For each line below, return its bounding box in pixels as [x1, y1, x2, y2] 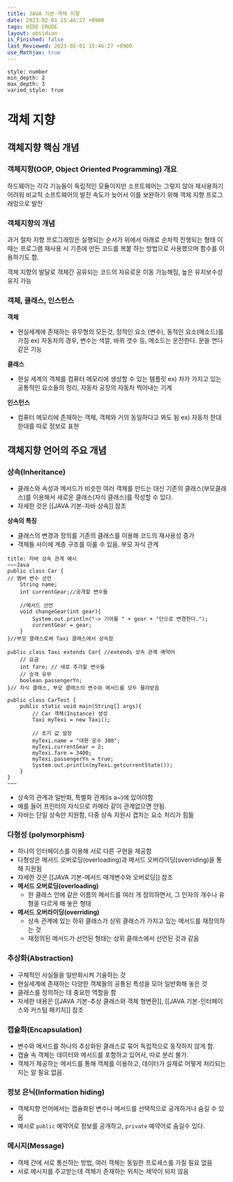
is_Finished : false [7, 36, 64, 43]
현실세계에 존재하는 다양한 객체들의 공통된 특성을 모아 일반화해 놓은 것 [17, 979, 208, 988]
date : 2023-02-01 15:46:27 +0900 [7, 17, 105, 24]
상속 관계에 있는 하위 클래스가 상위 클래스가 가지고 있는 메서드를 [27, 917, 201, 925]
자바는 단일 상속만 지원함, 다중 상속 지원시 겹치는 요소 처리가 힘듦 [17, 811, 194, 819]
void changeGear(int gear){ [20, 608, 101, 615]
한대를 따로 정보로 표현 [17, 422, 80, 430]
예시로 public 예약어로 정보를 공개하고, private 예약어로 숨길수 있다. [17, 1122, 205, 1130]
